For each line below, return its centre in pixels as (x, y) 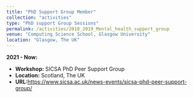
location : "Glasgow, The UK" (43, 40)
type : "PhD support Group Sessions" (52, 23)
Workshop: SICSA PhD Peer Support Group (70, 69)
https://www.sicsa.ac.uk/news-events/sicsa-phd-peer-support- (107, 82)
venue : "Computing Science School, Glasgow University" (78, 34)
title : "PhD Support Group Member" (51, 12)
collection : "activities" (39, 18)
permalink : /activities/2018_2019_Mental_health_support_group (88, 29)
